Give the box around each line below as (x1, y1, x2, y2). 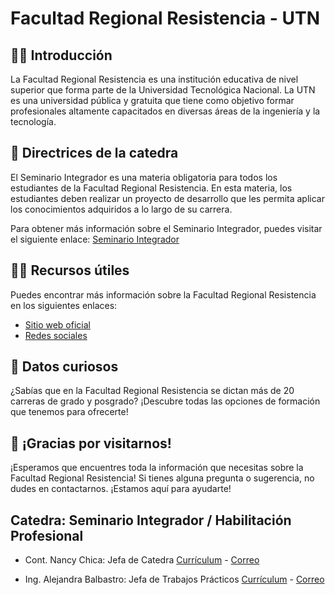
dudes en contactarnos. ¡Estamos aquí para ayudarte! (10, 483, 232, 495)
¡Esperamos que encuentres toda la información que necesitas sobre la (10, 462, 304, 474)
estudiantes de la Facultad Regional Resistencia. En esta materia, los (10, 182, 293, 194)
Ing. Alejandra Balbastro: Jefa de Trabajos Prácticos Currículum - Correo (24, 573, 325, 586)
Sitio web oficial (24, 318, 91, 331)
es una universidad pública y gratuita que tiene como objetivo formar (10, 95, 295, 106)
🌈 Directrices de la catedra (10, 145, 179, 162)
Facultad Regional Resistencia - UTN (10, 7, 321, 30)
